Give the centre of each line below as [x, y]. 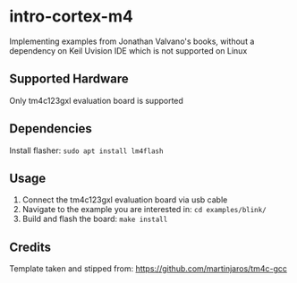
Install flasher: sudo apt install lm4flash [86, 150]
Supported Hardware [69, 79]
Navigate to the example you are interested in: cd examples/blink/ [144, 210]
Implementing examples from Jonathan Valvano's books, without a [132, 41]
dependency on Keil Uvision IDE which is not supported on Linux [128, 50]
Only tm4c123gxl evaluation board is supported [96, 100]
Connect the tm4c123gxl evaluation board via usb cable [125, 200]
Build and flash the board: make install [95, 219]
